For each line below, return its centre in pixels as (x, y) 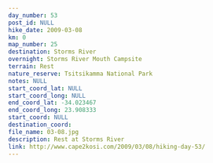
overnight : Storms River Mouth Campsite (75, 60)
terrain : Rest (31, 67)
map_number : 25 (33, 45)
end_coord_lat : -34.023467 (52, 103)
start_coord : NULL (38, 118)
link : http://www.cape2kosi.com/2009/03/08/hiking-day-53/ (107, 147)
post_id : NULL (31, 23)
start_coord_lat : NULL (45, 88)
